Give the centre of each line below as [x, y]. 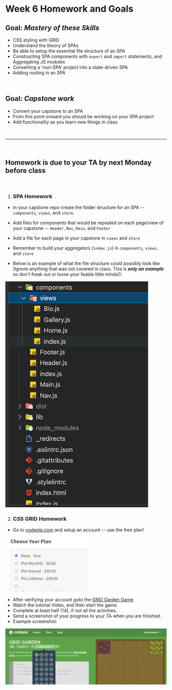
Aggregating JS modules [39, 62]
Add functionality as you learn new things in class [65, 122]
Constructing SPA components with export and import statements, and [87, 56]
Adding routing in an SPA [39, 73]
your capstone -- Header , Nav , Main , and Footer [61, 228]
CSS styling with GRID [36, 40]
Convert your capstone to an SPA [48, 111]
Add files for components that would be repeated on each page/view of [88, 223]
